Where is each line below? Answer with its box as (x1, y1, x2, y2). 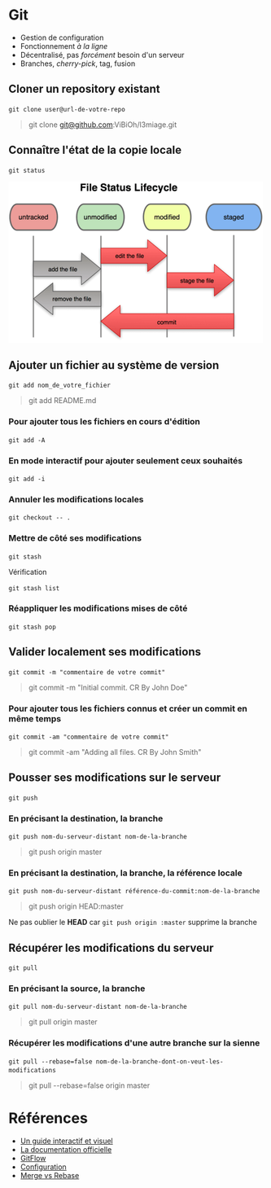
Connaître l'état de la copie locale (8, 143, 181, 157)
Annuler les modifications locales (8, 493, 144, 505)
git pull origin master (28, 1017, 98, 1027)
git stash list (8, 584, 60, 592)
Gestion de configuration (20, 33, 104, 42)
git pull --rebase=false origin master (28, 1081, 151, 1090)
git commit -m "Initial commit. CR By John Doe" (28, 682, 188, 692)
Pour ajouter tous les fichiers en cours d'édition (8, 416, 201, 427)
